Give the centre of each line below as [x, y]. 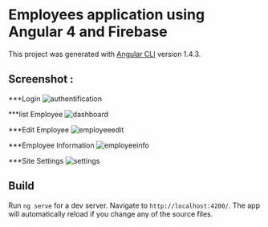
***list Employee [36, 114]
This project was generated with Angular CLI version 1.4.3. [105, 54]
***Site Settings [36, 160]
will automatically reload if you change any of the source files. [111, 213]
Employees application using [107, 15]
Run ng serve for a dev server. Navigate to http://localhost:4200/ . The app [134, 205]
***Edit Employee [39, 129]
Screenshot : [41, 79]
